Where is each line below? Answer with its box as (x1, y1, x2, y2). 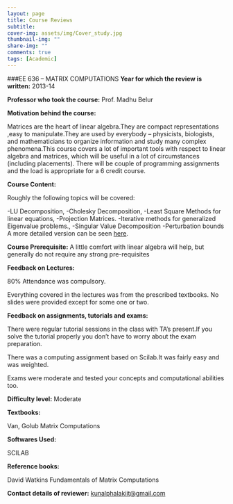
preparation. (7, 339, 43, 348)
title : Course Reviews (7, 17, 73, 24)
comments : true (7, 49, 51, 56)
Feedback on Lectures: (7, 263, 75, 272)
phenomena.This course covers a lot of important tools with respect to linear (7, 144, 226, 153)
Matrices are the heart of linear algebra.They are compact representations (7, 122, 220, 131)
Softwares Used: (7, 435, 57, 444)
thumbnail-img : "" (7, 36, 60, 43)
